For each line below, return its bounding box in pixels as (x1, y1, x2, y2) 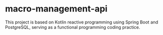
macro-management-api (5, 3, 108, 14)
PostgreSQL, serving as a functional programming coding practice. (5, 24, 140, 30)
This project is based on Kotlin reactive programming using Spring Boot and (5, 19, 159, 25)
